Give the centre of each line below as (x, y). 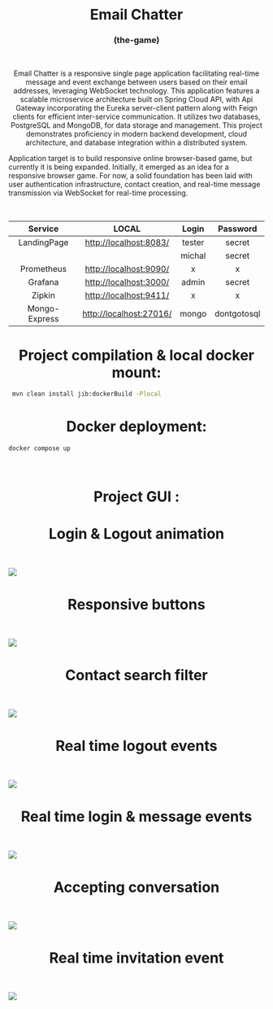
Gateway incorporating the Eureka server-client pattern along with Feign (136, 108)
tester (193, 242)
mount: (136, 372)
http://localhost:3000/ (127, 282)
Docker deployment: (136, 427)
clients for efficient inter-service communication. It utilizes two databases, (136, 117)
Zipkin (43, 295)
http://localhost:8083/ (127, 242)
